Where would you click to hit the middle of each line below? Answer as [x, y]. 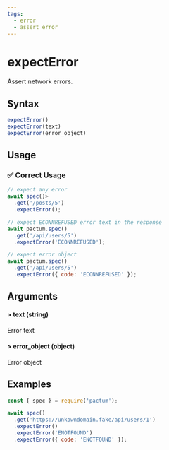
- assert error [36, 27]
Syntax [23, 103]
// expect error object [42, 255]
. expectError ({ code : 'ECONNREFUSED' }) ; [75, 275]
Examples [29, 385]
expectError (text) [34, 126]
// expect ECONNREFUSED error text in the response [84, 222]
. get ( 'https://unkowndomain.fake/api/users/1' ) [85, 420]
